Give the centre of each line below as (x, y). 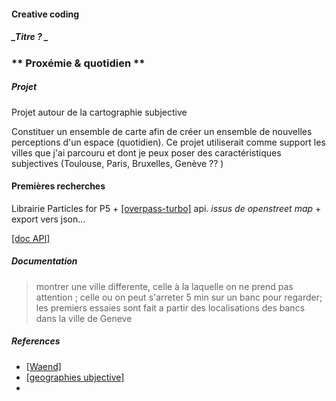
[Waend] (43, 366)
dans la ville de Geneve (84, 318)
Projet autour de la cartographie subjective (99, 112)
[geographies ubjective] (75, 377)
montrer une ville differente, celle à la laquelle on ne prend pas (164, 286)
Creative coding (45, 14)
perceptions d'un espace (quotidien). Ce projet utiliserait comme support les (168, 142)
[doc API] (31, 238)
